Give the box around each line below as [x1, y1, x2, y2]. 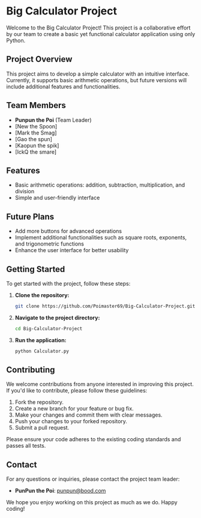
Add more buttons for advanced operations [14, 227, 122, 235]
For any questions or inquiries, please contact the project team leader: [6, 475, 180, 483]
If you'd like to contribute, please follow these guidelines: [6, 387, 148, 394]
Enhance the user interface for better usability [14, 247, 129, 254]
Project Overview [6, 54, 73, 64]
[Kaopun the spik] [14, 142, 59, 149]
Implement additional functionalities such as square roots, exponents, [14, 234, 187, 241]
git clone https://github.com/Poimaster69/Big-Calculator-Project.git [14, 303, 196, 309]
